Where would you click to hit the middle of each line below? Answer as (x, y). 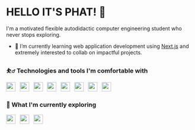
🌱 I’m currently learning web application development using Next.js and (102, 46)
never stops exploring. (33, 34)
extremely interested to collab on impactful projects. (78, 52)
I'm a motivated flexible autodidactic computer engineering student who (94, 28)
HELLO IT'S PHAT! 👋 (56, 12)
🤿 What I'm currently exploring (51, 105)
